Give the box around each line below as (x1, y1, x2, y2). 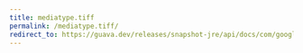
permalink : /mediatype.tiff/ (9, 22, 119, 31)
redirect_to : (9, 30, 59, 39)
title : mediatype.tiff (9, 13, 95, 22)
